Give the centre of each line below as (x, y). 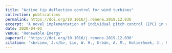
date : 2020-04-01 (24, 29)
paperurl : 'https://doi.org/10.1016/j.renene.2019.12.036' (70, 38)
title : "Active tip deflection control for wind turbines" (70, 10)
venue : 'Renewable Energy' (34, 33)
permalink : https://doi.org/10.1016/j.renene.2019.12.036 (68, 19)
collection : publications (33, 15)
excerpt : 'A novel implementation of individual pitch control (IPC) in (84, 24)
